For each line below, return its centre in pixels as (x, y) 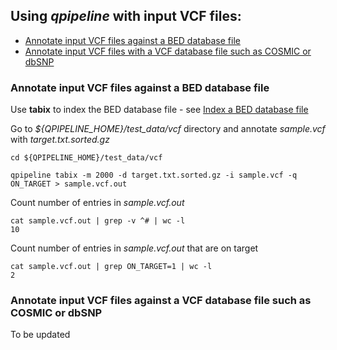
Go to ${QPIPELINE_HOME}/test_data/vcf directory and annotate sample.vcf (168, 129)
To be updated (40, 335)
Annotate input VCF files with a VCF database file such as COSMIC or (168, 51)
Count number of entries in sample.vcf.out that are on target (134, 248)
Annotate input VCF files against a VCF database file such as (161, 301)
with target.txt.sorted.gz (60, 140)
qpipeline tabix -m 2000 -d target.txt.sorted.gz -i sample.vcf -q (154, 175)
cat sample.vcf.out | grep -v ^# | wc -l (98, 221)
